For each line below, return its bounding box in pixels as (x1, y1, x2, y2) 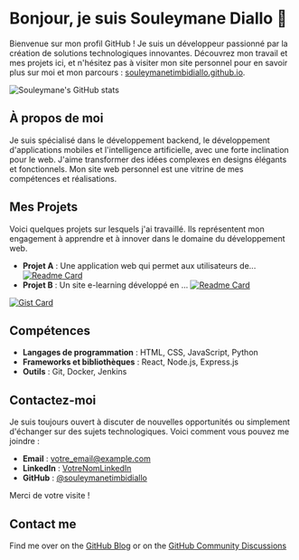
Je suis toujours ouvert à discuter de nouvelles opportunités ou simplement (9, 416, 291, 428)
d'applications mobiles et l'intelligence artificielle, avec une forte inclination (9, 144, 289, 155)
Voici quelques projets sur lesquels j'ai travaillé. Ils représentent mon (9, 223, 265, 234)
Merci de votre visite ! (9, 490, 90, 501)
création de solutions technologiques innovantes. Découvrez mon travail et (9, 47, 288, 58)
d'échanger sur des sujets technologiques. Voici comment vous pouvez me (9, 426, 290, 437)
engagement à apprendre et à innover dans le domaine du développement (9, 233, 286, 243)
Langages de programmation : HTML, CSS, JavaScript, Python (22, 347, 259, 358)
